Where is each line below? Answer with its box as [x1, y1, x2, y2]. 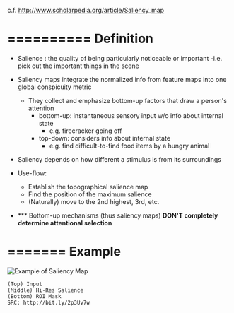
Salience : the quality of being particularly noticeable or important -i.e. [17, 54, 223, 62]
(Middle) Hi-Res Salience [7, 286, 83, 294]
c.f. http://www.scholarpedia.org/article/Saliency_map [7, 6, 165, 14]
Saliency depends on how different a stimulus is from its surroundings [17, 155, 221, 163]
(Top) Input [7, 280, 42, 288]
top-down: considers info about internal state [38, 134, 171, 142]
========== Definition [7, 31, 153, 47]
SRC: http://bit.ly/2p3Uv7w [7, 299, 90, 306]
